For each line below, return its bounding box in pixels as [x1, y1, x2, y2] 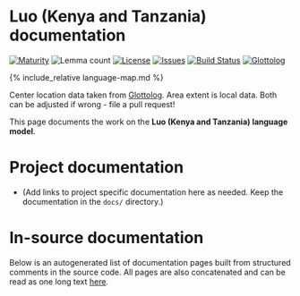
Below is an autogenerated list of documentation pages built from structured [9, 257, 291, 267]
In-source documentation [9, 228, 204, 248]
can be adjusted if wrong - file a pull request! [9, 98, 176, 109]
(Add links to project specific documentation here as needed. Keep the [21, 186, 284, 198]
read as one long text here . [9, 275, 109, 287]
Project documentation [9, 157, 184, 178]
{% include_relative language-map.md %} [9, 72, 164, 82]
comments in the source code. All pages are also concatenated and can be [9, 266, 287, 277]
